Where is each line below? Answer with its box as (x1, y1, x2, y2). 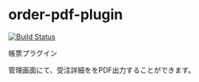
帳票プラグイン (8, 48, 57, 57)
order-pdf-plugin (8, 6, 123, 24)
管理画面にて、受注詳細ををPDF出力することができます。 (8, 65, 196, 75)
